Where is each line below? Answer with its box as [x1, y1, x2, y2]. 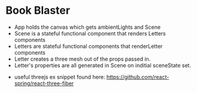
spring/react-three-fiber [14, 79, 74, 87]
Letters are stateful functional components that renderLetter [14, 43, 163, 50]
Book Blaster [5, 4, 70, 17]
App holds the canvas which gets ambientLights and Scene [14, 23, 161, 31]
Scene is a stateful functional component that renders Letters [14, 29, 166, 37]
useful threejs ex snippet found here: [14, 73, 105, 80]
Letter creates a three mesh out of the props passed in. [14, 55, 151, 62]
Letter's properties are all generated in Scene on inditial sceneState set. [14, 61, 192, 69]
